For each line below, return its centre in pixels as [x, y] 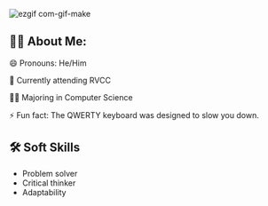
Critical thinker [49, 183]
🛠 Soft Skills [45, 148]
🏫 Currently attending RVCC [60, 80]
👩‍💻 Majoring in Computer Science [71, 97]
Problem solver [50, 173]
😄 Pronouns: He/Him [48, 63]
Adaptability [44, 192]
